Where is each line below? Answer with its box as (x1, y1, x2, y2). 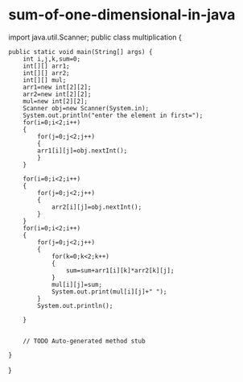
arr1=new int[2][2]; (23, 83, 92, 91)
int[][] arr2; (23, 69, 70, 77)
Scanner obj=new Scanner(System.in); (23, 104, 150, 112)
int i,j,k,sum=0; (23, 55, 81, 63)
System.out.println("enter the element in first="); (23, 111, 204, 119)
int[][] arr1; (23, 62, 70, 70)
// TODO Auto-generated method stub (23, 337, 146, 345)
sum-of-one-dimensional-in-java (8, 6, 236, 24)
